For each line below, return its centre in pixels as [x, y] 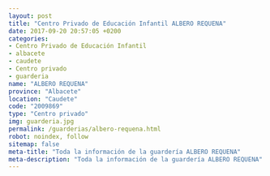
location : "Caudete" [43, 99]
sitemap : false [34, 144]
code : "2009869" [36, 106]
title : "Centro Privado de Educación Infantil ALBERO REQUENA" [118, 24]
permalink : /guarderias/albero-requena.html [85, 129]
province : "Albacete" [45, 91]
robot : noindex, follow [49, 136]
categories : [28, 39]
